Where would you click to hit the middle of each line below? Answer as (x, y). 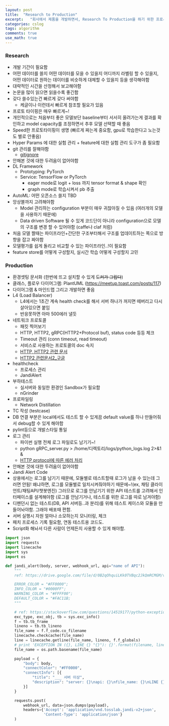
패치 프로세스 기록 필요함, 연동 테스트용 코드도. (58, 522)
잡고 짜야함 (33, 240)
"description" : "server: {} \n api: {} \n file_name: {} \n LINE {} (99, 682)
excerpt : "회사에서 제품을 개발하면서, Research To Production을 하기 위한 (80, 19)
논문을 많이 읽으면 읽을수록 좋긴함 (46, 92)
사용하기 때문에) (41, 214)
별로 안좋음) (30, 136)
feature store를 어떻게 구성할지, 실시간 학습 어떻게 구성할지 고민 (75, 252)
